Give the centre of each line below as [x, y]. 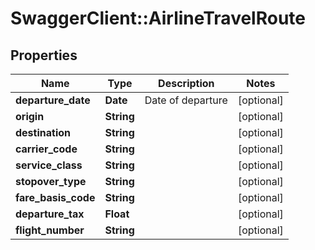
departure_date [53, 100]
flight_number [50, 230]
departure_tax [50, 214]
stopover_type [51, 181]
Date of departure [186, 100]
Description [186, 83]
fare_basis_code [55, 197]
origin [30, 116]
